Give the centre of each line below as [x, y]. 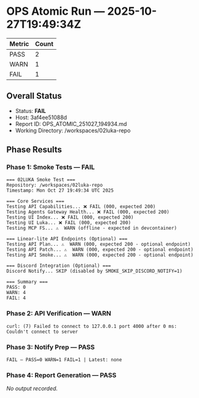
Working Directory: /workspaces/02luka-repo [73, 130]
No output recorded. [32, 389]
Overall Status [34, 96]
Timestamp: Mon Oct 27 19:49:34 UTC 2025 [60, 191]
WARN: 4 [16, 293]
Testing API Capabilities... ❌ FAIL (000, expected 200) [81, 207]
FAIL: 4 [16, 298]
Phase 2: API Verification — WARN [59, 313]
